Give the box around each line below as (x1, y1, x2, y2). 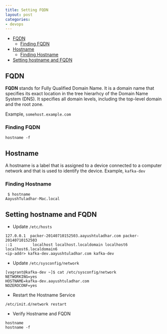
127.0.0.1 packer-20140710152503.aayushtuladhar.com (5, 234, 121, 239)
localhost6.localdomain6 (5, 247, 58, 252)
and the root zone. (5, 101, 44, 107)
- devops (5, 21, 24, 27)
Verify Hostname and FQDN (12, 311, 71, 317)
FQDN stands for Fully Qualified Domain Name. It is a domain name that (5, 85, 154, 91)
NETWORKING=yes (5, 274, 37, 279)
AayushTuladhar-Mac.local (5, 196, 60, 202)
